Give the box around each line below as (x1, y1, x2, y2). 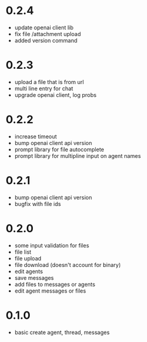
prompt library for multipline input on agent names (14, 152, 142, 159)
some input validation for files (14, 241, 90, 249)
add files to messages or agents (14, 280, 96, 288)
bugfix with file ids (14, 200, 62, 207)
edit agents (14, 268, 43, 275)
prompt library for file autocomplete (14, 146, 104, 153)
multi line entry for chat (14, 85, 74, 92)
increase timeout (14, 132, 57, 140)
